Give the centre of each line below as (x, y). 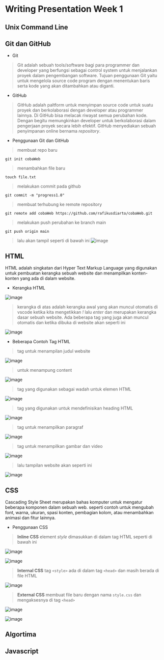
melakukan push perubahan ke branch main (62, 222)
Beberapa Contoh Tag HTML (41, 342)
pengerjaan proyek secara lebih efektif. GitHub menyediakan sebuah (86, 126)
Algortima (21, 634)
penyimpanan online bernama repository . (59, 131)
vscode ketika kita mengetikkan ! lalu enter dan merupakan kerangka (87, 312)
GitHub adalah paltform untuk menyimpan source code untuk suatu (85, 105)
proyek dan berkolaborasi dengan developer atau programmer (80, 110)
